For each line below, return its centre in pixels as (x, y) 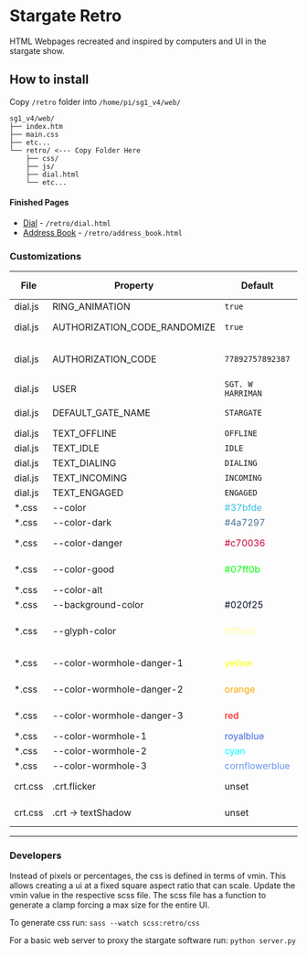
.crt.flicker (74, 787)
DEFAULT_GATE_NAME (101, 413)
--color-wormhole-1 (100, 737)
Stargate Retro (65, 16)
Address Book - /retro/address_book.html (102, 232)
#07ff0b (242, 569)
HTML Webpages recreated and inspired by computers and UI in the (138, 41)
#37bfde (243, 508)
